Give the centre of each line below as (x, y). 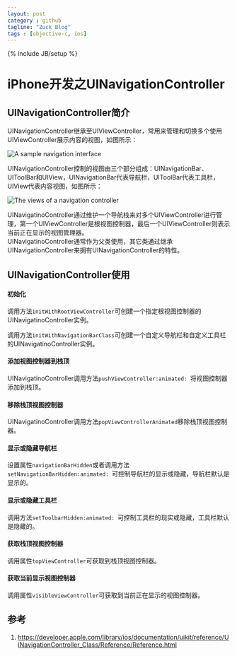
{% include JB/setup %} (42, 54)
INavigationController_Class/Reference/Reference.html (97, 645)
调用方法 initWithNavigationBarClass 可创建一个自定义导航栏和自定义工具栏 (117, 335)
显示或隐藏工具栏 (32, 500)
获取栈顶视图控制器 (35, 544)
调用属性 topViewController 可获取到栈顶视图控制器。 (84, 561)
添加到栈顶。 (26, 387)
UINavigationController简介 (69, 113)
